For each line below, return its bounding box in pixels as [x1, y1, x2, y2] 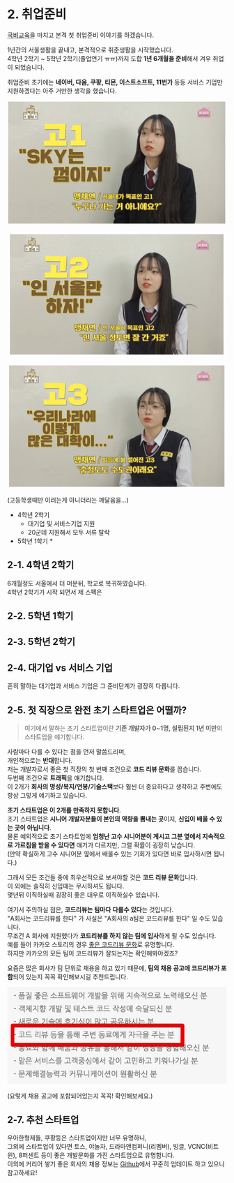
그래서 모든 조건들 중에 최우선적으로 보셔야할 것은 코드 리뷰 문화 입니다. [7, 873, 198, 881]
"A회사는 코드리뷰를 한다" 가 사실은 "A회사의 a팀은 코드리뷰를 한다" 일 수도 [7, 914, 211, 923]
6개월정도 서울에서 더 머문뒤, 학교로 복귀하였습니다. [7, 579, 147, 587]
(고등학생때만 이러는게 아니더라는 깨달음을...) [7, 496, 129, 504]
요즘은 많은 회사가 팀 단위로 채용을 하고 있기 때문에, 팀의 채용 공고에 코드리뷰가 [7, 964, 220, 972]
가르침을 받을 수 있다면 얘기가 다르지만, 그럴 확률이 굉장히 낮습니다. [14, 841, 196, 849]
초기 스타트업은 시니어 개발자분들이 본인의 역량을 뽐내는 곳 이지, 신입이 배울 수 [7, 814, 215, 824]
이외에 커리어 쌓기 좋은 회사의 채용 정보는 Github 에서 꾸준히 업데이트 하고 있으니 [7, 1160, 225, 1168]
